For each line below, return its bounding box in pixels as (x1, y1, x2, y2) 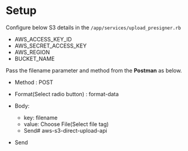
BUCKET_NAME (14, 55, 55, 62)
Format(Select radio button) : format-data (14, 90, 119, 97)
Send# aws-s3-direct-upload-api (23, 127, 107, 134)
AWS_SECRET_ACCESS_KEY (14, 42, 87, 49)
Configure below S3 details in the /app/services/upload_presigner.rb (5, 24, 181, 31)
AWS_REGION (14, 48, 50, 55)
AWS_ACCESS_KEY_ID (14, 35, 72, 43)
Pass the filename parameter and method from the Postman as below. (5, 66, 183, 74)
